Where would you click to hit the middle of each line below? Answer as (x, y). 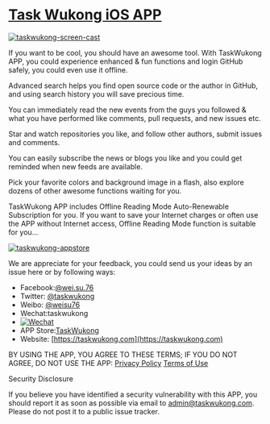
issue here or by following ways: (62, 272)
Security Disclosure (41, 378)
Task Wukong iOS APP (85, 15)
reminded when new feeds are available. (76, 166)
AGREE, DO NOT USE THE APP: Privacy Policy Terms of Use (108, 363)
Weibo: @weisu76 (50, 305)
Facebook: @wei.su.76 (57, 287)
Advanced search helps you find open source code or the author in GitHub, (133, 85)
